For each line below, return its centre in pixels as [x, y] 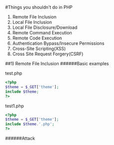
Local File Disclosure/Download [45, 27]
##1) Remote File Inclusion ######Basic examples [57, 64]
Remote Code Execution [37, 38]
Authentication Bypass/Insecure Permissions [58, 43]
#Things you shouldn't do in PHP [39, 7]
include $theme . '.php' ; [30, 124]
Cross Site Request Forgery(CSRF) [48, 54]
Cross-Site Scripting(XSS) [39, 49]
